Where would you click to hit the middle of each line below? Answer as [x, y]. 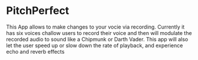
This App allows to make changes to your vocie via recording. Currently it [95, 27]
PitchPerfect [38, 11]
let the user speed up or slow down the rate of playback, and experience [95, 45]
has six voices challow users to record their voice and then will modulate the [99, 33]
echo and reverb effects [35, 51]
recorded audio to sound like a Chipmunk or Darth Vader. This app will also [97, 39]
